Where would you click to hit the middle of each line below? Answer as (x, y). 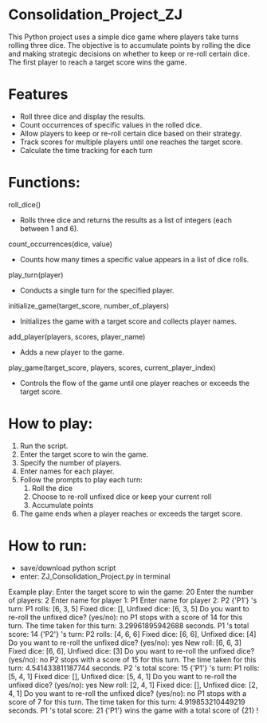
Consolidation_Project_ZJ (96, 15)
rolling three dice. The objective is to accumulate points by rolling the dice (130, 45)
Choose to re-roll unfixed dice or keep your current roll (122, 497)
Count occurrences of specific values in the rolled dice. (111, 124)
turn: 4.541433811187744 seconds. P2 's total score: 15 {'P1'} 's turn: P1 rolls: (134, 668)
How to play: (51, 423)
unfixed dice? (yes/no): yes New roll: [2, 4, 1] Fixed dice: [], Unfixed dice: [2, (133, 685)
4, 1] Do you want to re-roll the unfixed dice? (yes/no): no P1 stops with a (128, 693)
